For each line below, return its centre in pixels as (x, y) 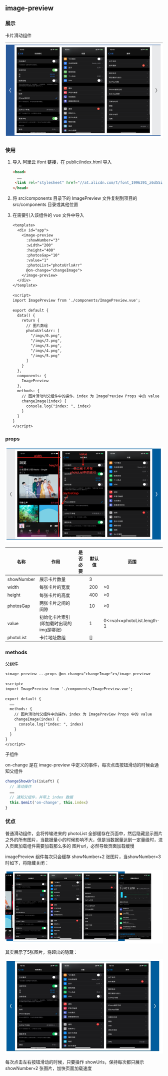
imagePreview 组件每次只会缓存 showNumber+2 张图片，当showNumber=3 (83, 857)
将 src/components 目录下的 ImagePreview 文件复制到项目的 (75, 198)
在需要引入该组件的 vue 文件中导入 (48, 215)
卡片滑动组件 (18, 35)
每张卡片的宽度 (55, 587)
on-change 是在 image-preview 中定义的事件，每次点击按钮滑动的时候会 (80, 765)
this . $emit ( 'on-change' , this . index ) (49, 802)
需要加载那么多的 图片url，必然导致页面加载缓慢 (85, 846)
